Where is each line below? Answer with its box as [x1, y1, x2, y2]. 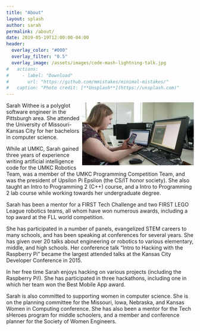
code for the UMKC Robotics [6, 164, 77, 171]
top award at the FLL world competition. [6, 214, 104, 221]
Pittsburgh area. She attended [6, 115, 80, 122]
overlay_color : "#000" [11, 48, 68, 54]
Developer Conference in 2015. [6, 257, 82, 264]
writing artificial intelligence [6, 158, 74, 165]
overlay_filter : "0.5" [11, 54, 68, 60]
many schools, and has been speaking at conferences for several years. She [6, 232, 194, 239]
